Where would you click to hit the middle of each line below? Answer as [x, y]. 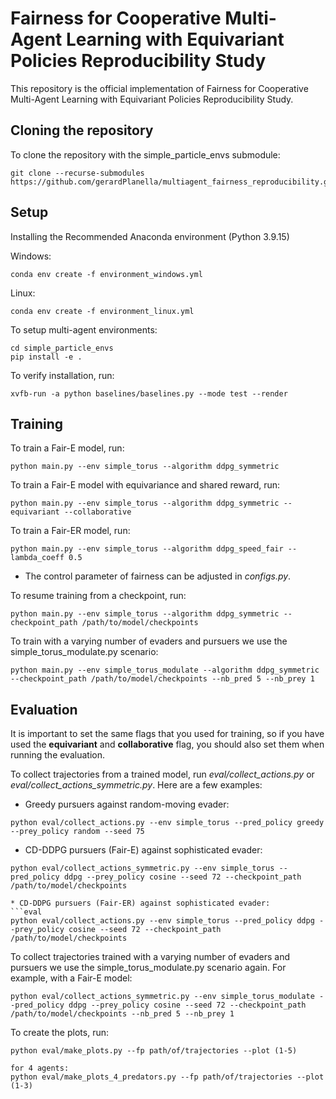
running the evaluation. [57, 755]
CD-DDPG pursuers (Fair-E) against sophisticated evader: [143, 850]
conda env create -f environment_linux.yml [102, 311]
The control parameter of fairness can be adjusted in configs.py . [158, 576]
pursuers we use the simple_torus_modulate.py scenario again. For [148, 968]
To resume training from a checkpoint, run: [98, 596]
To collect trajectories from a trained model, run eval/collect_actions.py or [162, 774]
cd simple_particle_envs [62, 348]
